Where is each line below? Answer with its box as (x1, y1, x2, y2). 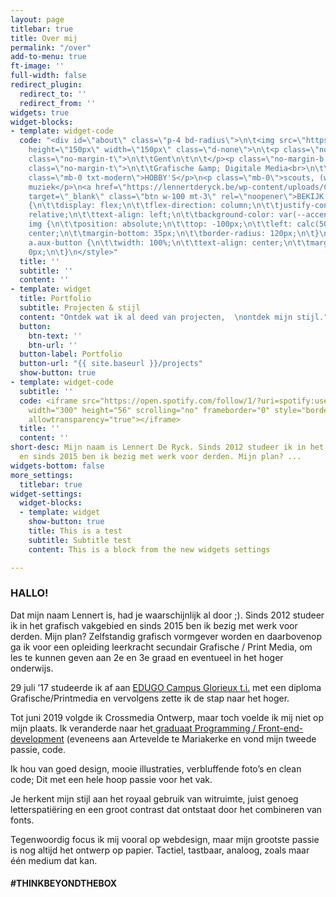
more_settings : (10, 470, 74, 480)
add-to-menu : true (10, 52, 87, 62)
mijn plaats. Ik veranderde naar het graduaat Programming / (10, 722, 257, 734)
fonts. (10, 814, 35, 826)
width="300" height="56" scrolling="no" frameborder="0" (28, 405, 271, 415)
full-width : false (10, 71, 87, 81)
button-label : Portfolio (19, 349, 123, 360)
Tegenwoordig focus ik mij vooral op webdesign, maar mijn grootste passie (10, 833, 320, 845)
